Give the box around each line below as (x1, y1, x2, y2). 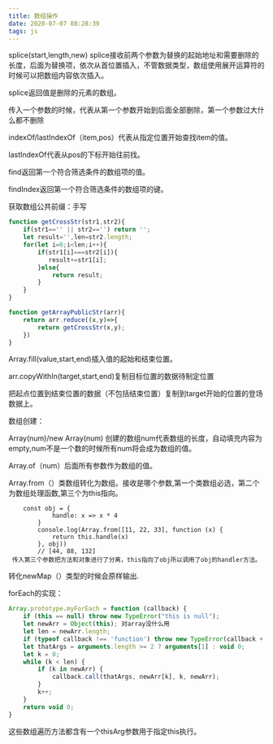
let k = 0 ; (23, 650, 60, 659)
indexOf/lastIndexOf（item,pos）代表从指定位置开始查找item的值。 (8, 133, 233, 142)
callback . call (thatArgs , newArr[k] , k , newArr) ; (51, 672, 220, 681)
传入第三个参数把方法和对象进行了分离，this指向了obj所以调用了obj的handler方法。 (11, 556, 262, 564)
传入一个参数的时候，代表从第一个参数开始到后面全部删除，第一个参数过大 (8, 105, 258, 115)
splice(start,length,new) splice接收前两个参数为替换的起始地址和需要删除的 (8, 50, 259, 60)
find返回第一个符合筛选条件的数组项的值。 (8, 168, 150, 177)
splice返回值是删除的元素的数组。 (8, 88, 121, 98)
